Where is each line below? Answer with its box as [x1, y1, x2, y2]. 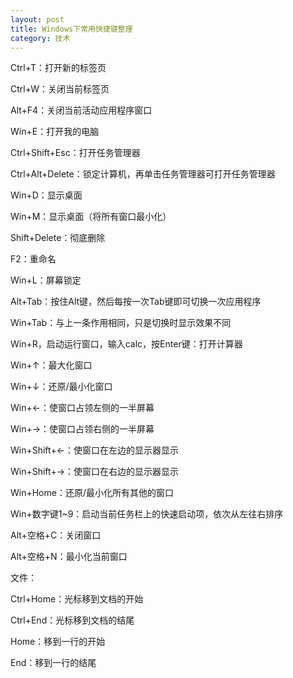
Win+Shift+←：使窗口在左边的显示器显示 [10, 444, 180, 456]
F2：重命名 [10, 253, 57, 265]
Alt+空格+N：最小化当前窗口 [10, 551, 128, 563]
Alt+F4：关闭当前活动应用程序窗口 [10, 104, 153, 116]
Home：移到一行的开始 [10, 636, 106, 648]
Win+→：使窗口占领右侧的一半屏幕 [10, 423, 155, 435]
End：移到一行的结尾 [10, 657, 97, 669]
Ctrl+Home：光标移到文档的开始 [10, 593, 144, 605]
